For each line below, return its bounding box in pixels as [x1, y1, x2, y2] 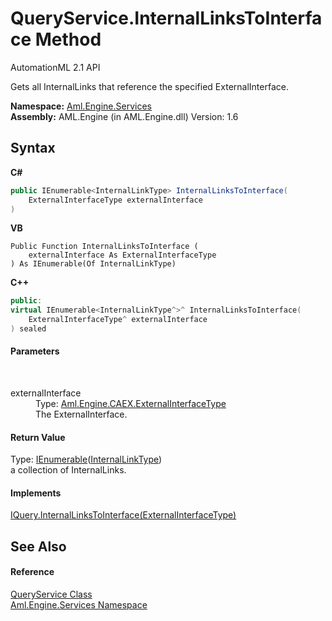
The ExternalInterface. [35, 408, 128, 421]
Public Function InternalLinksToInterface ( [10, 242, 199, 252]
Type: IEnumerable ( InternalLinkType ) [10, 453, 163, 466]
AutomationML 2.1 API [10, 61, 101, 73]
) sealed [10, 324, 47, 334]
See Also [10, 538, 67, 555]
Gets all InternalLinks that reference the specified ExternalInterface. [10, 80, 289, 92]
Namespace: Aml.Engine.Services [10, 100, 152, 112]
